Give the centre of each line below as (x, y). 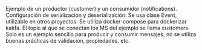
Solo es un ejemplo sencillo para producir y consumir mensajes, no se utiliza (101, 34)
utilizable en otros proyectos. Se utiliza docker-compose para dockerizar (96, 21)
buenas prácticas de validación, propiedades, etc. (68, 41)
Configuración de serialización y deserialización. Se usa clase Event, (91, 15)
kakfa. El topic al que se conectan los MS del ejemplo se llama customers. (98, 28)
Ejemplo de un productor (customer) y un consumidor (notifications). (91, 9)
